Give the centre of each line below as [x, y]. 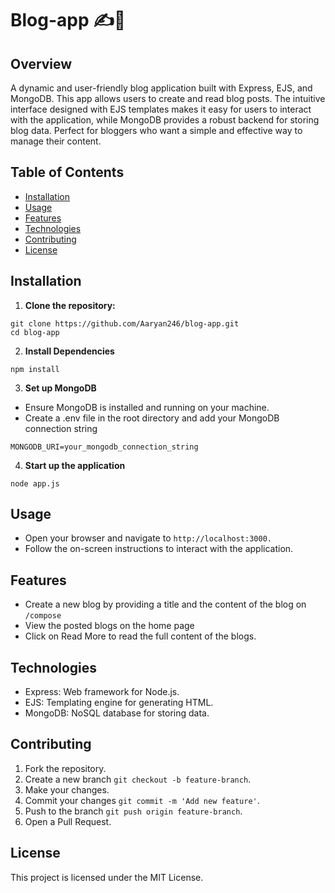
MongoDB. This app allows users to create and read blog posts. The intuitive [168, 98]
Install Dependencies [69, 351]
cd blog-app [35, 332]
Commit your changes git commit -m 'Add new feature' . [142, 800]
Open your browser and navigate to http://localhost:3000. [148, 538]
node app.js [35, 483]
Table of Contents [67, 172]
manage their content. [56, 141]
